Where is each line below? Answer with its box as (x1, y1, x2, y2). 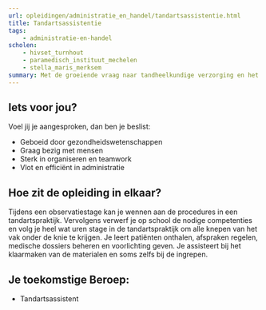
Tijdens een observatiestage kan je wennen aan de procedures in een (8, 207, 238, 217)
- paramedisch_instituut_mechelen (22, 57, 137, 65)
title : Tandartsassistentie (8, 19, 102, 27)
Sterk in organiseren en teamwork (19, 154, 132, 164)
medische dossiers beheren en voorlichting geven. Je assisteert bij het (8, 241, 241, 251)
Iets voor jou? (8, 101, 77, 114)
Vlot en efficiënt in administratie (19, 163, 125, 173)
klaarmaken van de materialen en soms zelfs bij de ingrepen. (8, 249, 208, 260)
